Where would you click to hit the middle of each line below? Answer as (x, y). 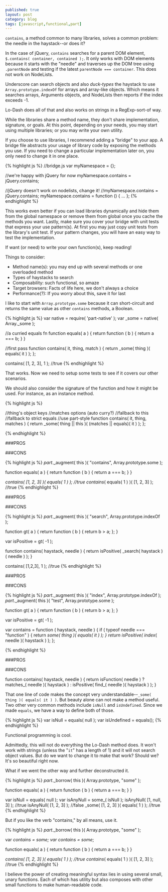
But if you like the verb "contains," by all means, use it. (61, 820)
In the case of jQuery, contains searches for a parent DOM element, (75, 53)
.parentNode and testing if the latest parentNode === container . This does (81, 69)
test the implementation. (30, 238)
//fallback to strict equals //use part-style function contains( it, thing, (76, 418)
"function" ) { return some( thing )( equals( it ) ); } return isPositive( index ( (81, 635)
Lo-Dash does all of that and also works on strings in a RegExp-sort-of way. (83, 110)
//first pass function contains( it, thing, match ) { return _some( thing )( (78, 348)
